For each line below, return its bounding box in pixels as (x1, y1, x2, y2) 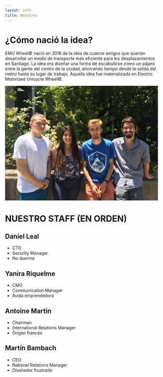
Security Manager (12, 250, 49, 256)
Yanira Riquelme (5, 269, 56, 278)
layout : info (5, 8, 32, 13)
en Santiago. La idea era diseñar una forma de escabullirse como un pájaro (5, 61, 155, 66)
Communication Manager (12, 288, 63, 294)
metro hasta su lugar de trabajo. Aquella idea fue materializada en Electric (5, 71, 153, 77)
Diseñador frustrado (12, 367, 52, 373)
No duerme (12, 255, 35, 262)
